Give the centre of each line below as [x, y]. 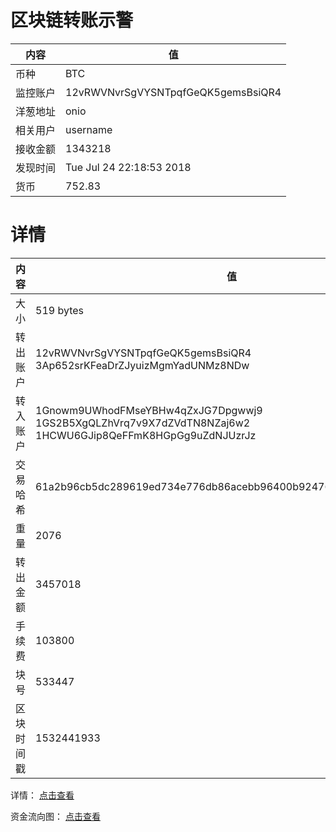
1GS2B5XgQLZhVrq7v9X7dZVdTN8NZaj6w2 [143, 423]
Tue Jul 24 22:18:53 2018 [128, 167]
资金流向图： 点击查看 [55, 816]
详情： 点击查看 [42, 795]
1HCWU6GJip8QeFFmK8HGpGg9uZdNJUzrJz [146, 435]
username [89, 129]
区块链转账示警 [72, 20]
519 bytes [59, 310]
